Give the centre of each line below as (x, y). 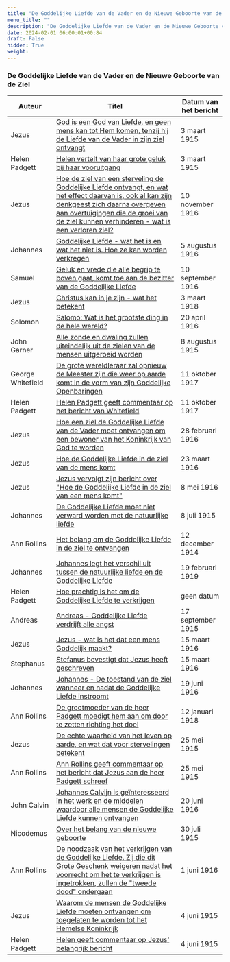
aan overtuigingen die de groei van (112, 213)
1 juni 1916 (199, 870)
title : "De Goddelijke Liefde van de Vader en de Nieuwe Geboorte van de (115, 13)
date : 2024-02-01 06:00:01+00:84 (55, 33)
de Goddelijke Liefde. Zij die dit (106, 858)
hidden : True (26, 45)
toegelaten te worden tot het (101, 920)
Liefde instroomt (82, 697)
